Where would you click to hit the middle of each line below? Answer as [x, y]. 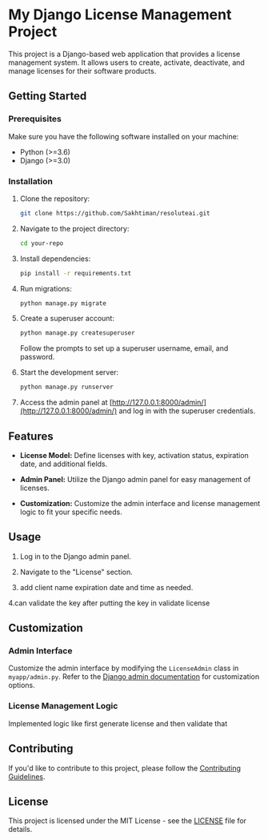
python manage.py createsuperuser [77, 333]
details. [20, 830]
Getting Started [48, 96]
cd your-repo [42, 243]
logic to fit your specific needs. [71, 512]
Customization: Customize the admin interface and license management [140, 503]
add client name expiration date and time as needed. [106, 587]
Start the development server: [69, 372]
